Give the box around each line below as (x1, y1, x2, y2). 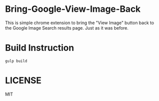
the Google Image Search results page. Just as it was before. (5, 25, 129, 31)
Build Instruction (5, 42, 75, 54)
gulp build (5, 58, 27, 64)
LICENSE (5, 75, 42, 86)
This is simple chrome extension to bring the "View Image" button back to (5, 20, 155, 26)
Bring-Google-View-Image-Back (5, 3, 141, 15)
